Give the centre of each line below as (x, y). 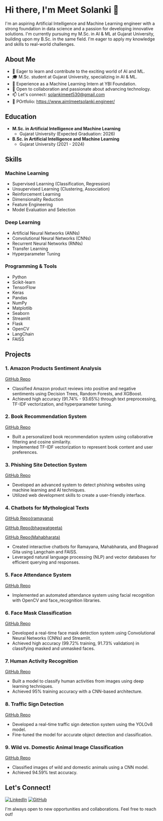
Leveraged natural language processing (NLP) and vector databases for (84, 557)
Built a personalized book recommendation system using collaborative (82, 436)
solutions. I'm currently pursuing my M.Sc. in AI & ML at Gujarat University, (80, 34)
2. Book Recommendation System (46, 416)
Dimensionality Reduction (38, 199)
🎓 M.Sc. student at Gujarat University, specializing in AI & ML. (75, 77)
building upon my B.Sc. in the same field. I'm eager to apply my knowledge (80, 39)
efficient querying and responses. (46, 562)
